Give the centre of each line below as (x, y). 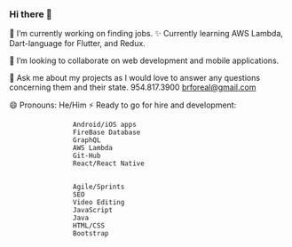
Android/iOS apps (105, 125)
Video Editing (99, 203)
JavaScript (93, 211)
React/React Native (108, 163)
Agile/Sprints (99, 187)
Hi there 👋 (31, 14)
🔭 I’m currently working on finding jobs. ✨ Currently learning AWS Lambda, (146, 34)
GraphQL (87, 140)
